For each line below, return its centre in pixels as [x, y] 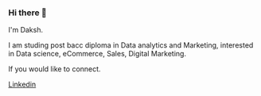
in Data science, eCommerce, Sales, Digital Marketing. [97, 54]
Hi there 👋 [28, 13]
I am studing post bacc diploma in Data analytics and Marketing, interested [131, 45]
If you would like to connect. [55, 69]
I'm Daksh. [26, 30]
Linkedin [22, 84]
